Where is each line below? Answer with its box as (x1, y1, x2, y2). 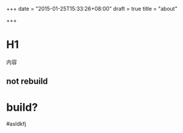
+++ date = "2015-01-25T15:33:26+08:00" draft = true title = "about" (6, 5, 178, 12)
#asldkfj (6, 120, 26, 128)
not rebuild (6, 76, 48, 87)
